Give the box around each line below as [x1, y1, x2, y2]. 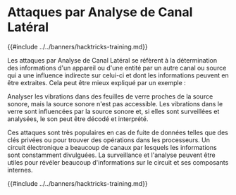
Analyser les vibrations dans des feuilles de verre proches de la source [7, 92, 213, 101]
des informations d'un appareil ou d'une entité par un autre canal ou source [7, 63, 227, 72]
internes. [7, 165, 33, 174]
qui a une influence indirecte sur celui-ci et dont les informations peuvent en [7, 71, 229, 80]
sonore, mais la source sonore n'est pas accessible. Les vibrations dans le [7, 99, 223, 108]
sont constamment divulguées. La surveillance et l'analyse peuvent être [7, 151, 216, 159]
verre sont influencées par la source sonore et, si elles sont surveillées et [7, 107, 220, 115]
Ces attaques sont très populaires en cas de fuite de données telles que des [7, 128, 229, 137]
